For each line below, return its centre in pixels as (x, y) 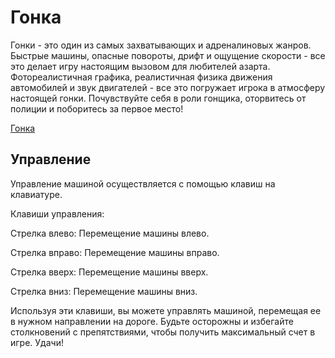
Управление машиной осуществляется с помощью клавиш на (143, 183)
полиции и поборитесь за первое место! (97, 108)
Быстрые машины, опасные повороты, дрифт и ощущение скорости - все (168, 55)
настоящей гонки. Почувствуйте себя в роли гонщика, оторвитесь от (158, 98)
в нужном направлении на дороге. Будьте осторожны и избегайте (152, 321)
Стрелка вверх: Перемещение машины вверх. (109, 272)
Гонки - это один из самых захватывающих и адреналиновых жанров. (161, 45)
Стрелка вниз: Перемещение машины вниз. (104, 291)
